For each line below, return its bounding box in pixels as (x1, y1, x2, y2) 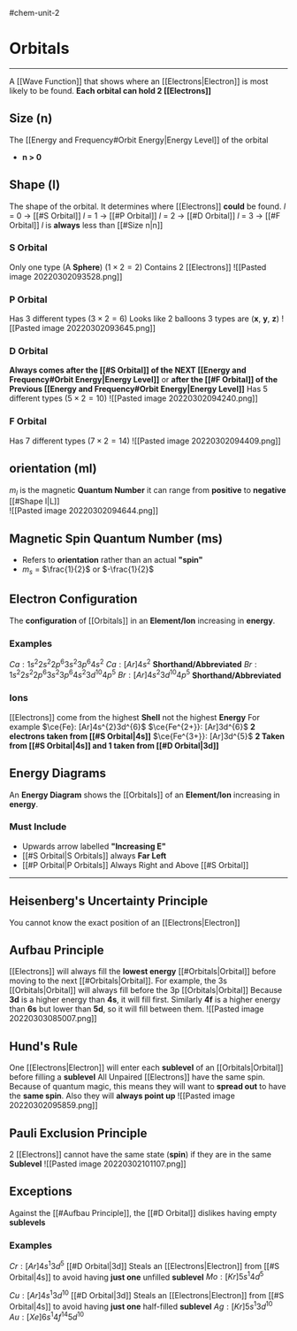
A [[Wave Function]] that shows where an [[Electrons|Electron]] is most (9, 75, 269, 87)
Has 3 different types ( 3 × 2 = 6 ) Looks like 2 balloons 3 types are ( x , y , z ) (9, 313, 280, 324)
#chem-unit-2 (9, 8, 60, 18)
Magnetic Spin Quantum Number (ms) (9, 531, 224, 546)
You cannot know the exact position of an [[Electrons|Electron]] (9, 917, 240, 927)
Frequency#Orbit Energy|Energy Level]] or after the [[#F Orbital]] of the (9, 374, 278, 385)
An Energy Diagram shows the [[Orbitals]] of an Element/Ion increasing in (9, 789, 280, 800)
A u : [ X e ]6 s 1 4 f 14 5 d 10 (9, 1310, 85, 1322)
